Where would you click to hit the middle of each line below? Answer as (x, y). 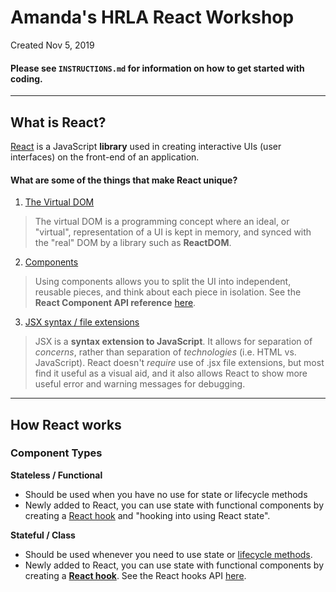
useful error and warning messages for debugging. (140, 384)
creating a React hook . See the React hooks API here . (135, 575)
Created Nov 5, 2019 (52, 45)
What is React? (58, 122)
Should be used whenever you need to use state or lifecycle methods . (168, 554)
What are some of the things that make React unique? (124, 180)
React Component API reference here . (115, 303)
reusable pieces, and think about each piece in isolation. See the (168, 292)
